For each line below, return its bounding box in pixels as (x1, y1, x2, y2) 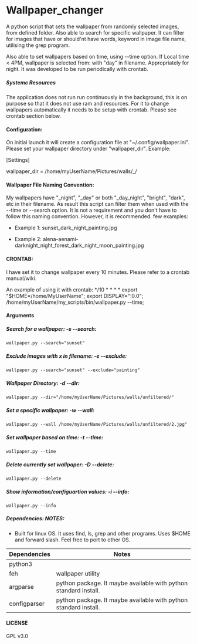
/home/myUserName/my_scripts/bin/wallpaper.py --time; (6, 299, 145, 306)
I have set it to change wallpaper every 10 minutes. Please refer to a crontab (6, 268, 190, 276)
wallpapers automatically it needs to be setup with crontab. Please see (6, 106, 177, 113)
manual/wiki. (6, 274, 37, 282)
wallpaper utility (56, 570, 100, 578)
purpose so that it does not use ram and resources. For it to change (6, 100, 169, 107)
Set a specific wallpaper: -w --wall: (6, 406, 95, 413)
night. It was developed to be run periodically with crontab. (6, 65, 148, 72)
